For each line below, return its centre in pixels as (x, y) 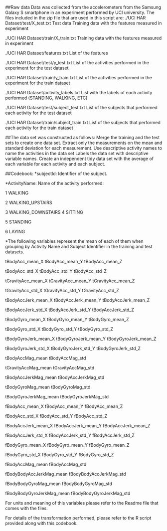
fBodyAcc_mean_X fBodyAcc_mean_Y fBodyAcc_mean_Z (64, 406)
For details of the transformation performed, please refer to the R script (78, 518)
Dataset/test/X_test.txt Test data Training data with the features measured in (83, 23)
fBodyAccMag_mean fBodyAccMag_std (46, 464)
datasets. (15, 252)
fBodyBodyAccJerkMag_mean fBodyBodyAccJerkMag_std (66, 474)
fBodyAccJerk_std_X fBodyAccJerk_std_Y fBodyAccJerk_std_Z (70, 435)
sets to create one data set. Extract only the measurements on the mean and (84, 143)
